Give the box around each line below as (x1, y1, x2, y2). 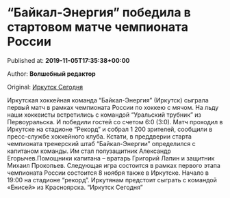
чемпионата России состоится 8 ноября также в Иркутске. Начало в (7, 169, 209, 177)
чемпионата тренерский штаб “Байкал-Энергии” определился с (7, 139, 196, 147)
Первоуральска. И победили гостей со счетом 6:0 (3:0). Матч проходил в (7, 117, 223, 126)
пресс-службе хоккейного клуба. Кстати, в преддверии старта (7, 132, 192, 141)
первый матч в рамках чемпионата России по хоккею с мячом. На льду (7, 103, 219, 111)
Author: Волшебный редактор (7, 70, 96, 78)
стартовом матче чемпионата (7, 19, 188, 35)
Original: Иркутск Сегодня (7, 83, 84, 91)
